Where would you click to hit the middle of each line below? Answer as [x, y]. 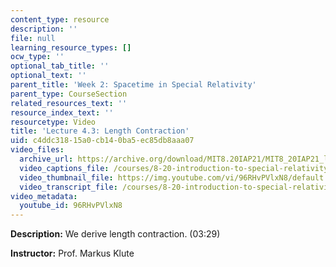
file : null [33, 38]
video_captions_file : [64, 168]
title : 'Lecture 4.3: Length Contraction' [100, 131]
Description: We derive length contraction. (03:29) [115, 234]
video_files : [37, 150]
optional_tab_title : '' [60, 66]
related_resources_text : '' [69, 103]
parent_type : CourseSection [69, 94]
